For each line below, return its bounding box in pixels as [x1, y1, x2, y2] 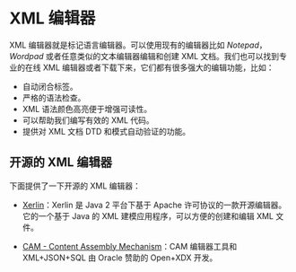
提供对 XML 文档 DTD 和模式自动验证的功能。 [22, 126, 191, 136]
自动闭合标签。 [22, 81, 78, 92]
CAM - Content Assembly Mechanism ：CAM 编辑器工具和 [22, 241, 238, 251]
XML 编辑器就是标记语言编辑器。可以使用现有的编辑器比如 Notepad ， [9, 39, 267, 50]
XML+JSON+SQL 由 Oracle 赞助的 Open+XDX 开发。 [22, 252, 218, 263]
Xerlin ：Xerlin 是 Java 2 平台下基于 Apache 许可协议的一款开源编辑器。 [22, 199, 287, 210]
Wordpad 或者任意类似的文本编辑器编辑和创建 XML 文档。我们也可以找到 [9, 50, 280, 61]
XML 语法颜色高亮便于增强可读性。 [22, 103, 152, 114]
